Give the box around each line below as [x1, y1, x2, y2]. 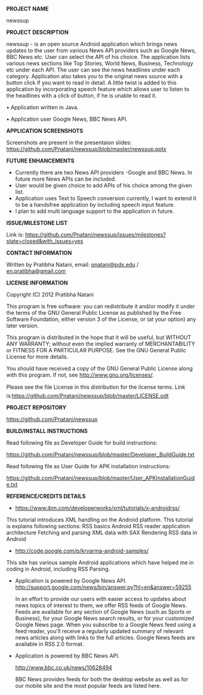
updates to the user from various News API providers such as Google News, [6, 47, 196, 54]
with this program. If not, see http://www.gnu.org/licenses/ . [6, 371, 155, 378]
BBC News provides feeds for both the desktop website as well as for [15, 676, 188, 683]
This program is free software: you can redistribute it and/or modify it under [6, 303, 195, 310]
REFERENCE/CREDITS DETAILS [6, 492, 86, 500]
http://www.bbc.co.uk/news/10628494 [15, 664, 113, 671]
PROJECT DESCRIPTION [6, 29, 68, 36]
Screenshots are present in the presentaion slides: [6, 139, 132, 146]
